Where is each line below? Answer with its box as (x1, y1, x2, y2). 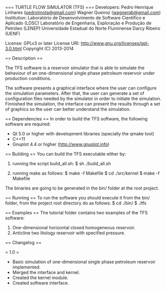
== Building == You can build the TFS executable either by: (5, 151, 126, 157)
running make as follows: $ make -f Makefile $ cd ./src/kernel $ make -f (12, 170, 160, 176)
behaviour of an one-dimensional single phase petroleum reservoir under (5, 70, 155, 76)
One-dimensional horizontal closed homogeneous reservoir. (12, 225, 136, 230)
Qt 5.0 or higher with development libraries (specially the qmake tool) (12, 131, 155, 136)
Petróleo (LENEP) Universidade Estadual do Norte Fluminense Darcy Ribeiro (5, 25, 161, 31)
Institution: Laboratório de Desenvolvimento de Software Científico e (5, 15, 146, 20)
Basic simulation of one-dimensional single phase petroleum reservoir (12, 259, 156, 265)
